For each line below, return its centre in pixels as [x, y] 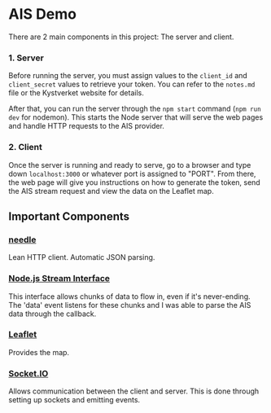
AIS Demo [43, 14]
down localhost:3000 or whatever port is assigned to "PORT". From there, [132, 174]
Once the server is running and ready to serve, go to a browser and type [130, 165]
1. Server [26, 58]
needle [22, 239]
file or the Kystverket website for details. [76, 93]
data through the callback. [52, 314]
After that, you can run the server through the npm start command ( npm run [135, 109]
